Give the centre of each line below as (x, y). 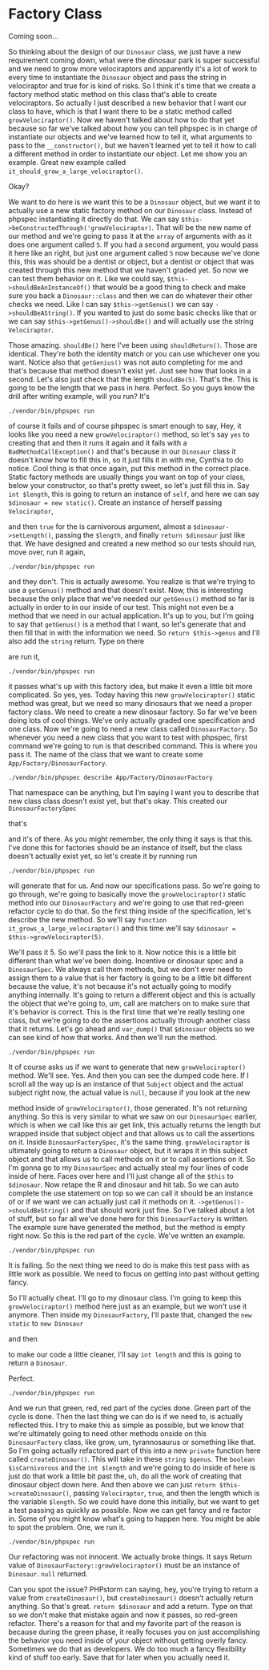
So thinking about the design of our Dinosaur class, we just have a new (125, 51)
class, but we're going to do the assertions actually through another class (129, 1020)
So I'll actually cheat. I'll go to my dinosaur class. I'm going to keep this (125, 1297)
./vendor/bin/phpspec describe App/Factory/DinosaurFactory (111, 777)
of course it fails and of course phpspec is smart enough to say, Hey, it (125, 426)
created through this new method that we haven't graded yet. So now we (128, 270)
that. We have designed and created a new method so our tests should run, (132, 543)
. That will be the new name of (201, 227)
